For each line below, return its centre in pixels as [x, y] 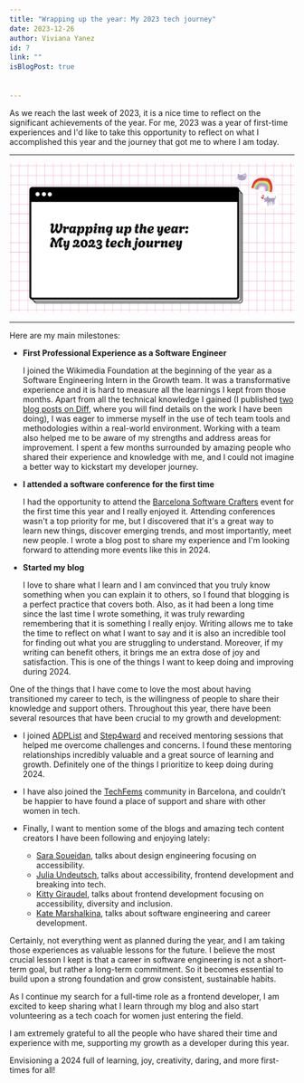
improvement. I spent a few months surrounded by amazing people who [157, 447]
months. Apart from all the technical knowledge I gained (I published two [158, 399]
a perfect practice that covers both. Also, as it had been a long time [148, 604]
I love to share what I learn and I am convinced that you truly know [146, 585]
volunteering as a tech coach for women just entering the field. [127, 1016]
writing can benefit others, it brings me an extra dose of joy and [141, 653]
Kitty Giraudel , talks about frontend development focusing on [150, 894]
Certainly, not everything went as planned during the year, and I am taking [147, 941]
